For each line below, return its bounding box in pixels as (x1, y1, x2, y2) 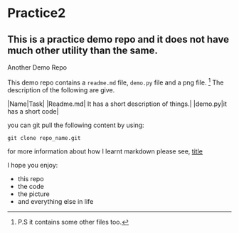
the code (17, 182, 44, 190)
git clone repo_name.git (7, 134, 81, 141)
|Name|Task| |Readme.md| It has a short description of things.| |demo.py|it (7, 99, 228, 108)
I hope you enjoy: (7, 161, 58, 169)
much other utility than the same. (7, 44, 158, 56)
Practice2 (7, 5, 66, 21)
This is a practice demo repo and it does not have (7, 33, 230, 45)
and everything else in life (17, 197, 94, 205)
